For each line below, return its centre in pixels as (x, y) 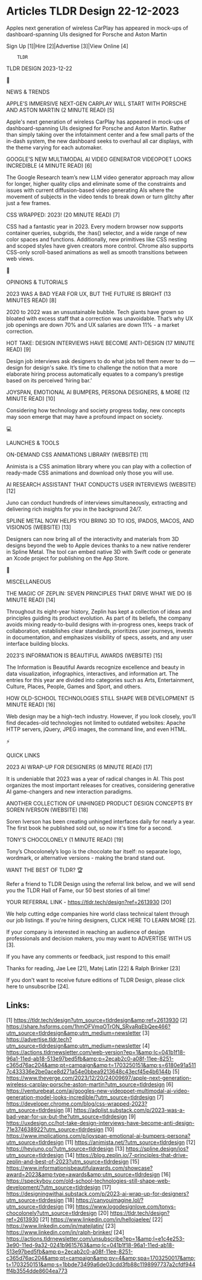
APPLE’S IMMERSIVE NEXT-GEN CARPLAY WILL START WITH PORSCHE (96, 103)
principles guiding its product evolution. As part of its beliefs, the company (99, 618)
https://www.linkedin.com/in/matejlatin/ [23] (61, 1226)
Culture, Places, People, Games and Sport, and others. (74, 686)
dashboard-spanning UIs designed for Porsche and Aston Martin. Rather (96, 128)
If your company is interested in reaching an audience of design (85, 932)
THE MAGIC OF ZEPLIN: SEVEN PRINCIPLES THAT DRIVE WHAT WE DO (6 (99, 593)
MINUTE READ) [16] (31, 704)
